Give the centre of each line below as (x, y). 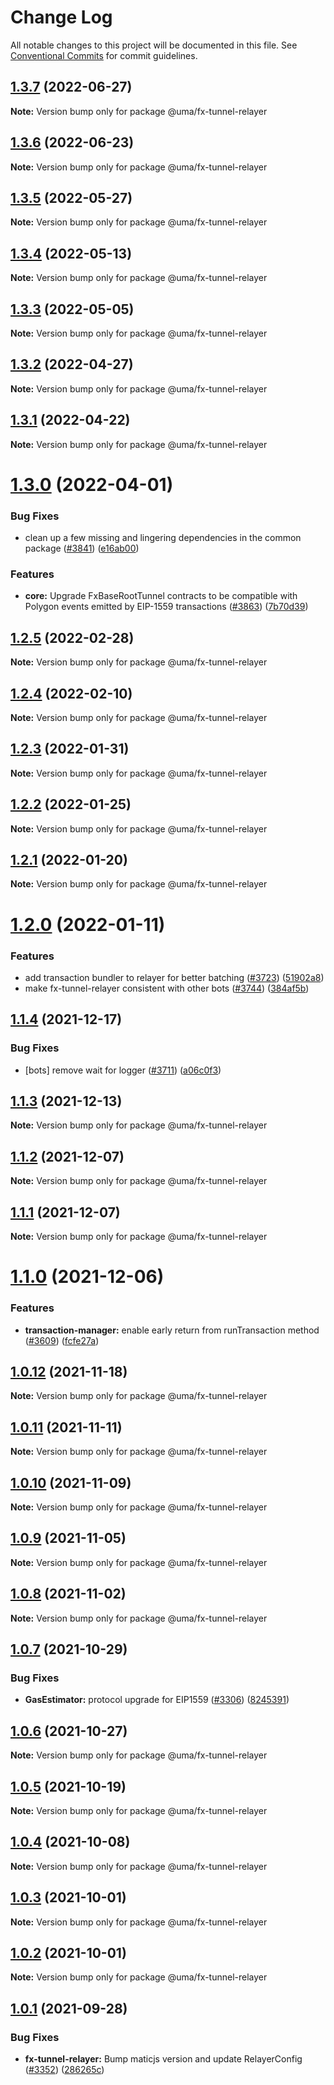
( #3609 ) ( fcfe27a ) (62, 1340)
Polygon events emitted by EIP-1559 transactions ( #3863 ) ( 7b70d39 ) (166, 607)
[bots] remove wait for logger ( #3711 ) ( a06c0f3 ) (123, 1070)
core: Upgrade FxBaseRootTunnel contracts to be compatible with (161, 596)
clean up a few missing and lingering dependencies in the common (163, 538)
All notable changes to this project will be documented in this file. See (154, 45)
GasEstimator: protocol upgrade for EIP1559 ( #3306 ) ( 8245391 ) (157, 1700)
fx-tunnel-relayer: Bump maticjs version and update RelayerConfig (163, 2059)
